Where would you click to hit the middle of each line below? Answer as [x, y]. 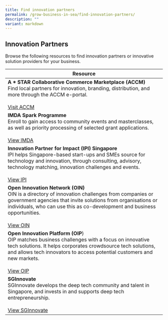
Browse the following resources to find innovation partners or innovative [79, 56]
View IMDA [21, 140]
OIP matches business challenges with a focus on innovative [79, 239]
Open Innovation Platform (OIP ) [46, 233]
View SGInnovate [28, 310]
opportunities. [24, 213]
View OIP [18, 271]
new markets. [23, 258]
